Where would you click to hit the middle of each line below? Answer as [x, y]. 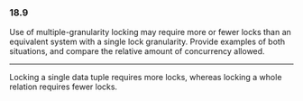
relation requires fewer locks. [64, 87]
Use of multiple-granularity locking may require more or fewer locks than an [150, 32]
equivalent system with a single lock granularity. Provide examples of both [147, 41]
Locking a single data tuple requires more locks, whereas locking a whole [146, 78]
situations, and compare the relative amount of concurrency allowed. [137, 51]
